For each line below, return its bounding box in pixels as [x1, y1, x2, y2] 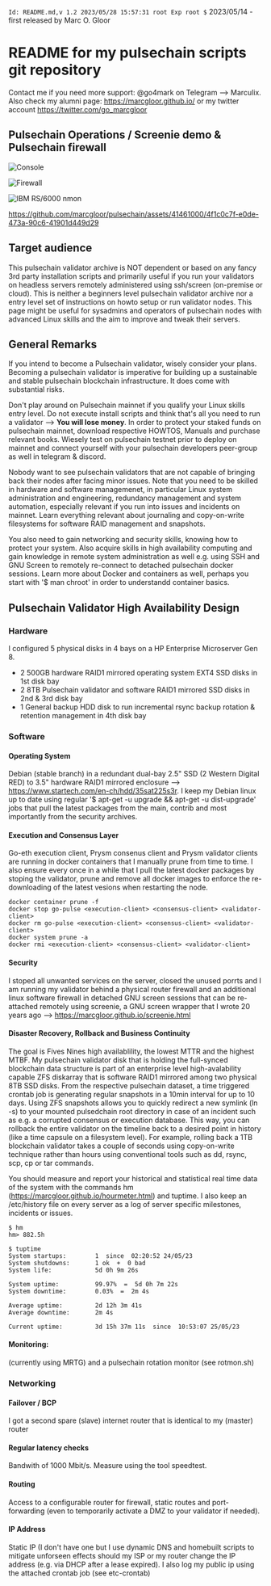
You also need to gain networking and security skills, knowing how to [8, 535, 239, 545]
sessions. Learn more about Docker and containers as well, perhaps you [8, 569, 249, 578]
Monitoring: [8, 1340, 49, 1349]
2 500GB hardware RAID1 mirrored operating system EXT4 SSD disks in [19, 668, 258, 678]
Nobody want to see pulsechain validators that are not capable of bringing [8, 468, 256, 477]
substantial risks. [8, 385, 65, 394]
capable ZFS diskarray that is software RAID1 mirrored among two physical [8, 1072, 257, 1082]
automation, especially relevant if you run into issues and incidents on [8, 502, 240, 511]
